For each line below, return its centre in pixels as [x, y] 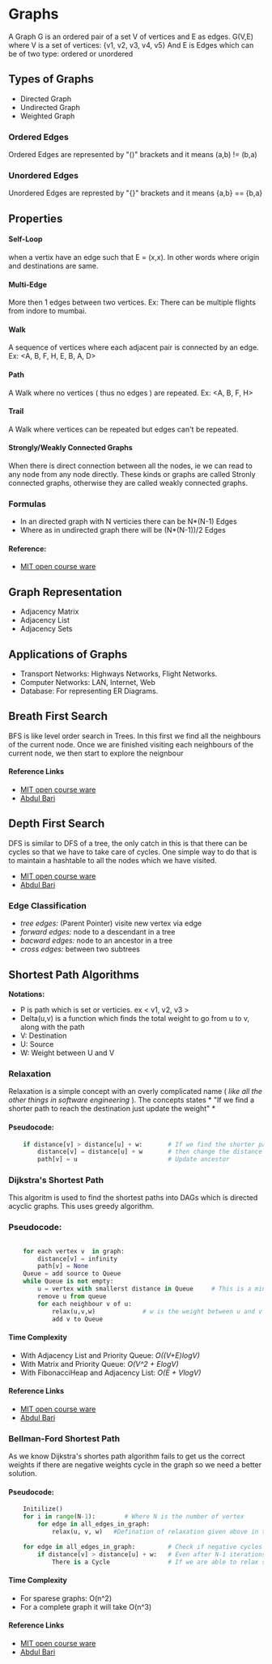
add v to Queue [77, 1319]
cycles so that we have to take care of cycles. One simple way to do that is [133, 852]
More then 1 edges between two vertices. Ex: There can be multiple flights [132, 302]
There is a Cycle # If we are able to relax [155, 1562]
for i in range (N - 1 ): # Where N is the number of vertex [134, 1517]
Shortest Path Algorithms [74, 975]
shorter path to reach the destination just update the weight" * [112, 1109]
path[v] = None [63, 1266]
